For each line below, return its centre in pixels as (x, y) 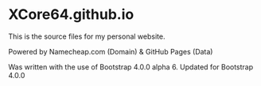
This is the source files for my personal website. (87, 36)
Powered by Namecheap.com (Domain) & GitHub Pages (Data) (111, 51)
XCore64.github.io (71, 15)
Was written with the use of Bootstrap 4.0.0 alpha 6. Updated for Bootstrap (131, 67)
